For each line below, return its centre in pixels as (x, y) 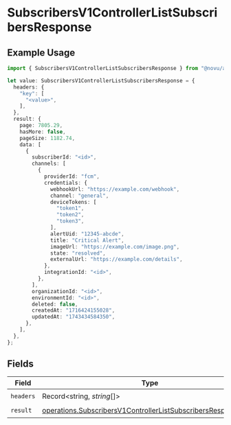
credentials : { (66, 183)
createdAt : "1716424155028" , (74, 310)
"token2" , (70, 215)
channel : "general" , (80, 196)
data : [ (30, 145)
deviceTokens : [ (74, 202)
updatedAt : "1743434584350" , (74, 317)
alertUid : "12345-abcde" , (88, 234)
